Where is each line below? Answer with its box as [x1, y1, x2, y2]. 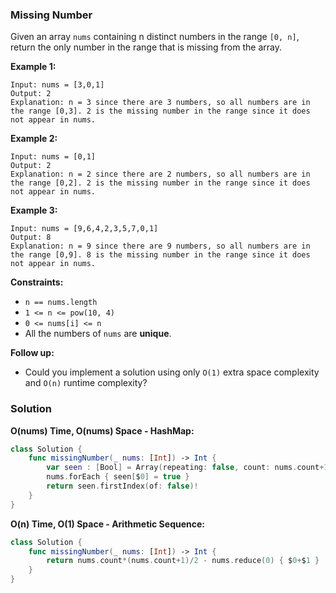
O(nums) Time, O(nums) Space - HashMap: [10, 424, 195, 437]
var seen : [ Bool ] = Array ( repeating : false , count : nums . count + [46, 463, 325, 473]
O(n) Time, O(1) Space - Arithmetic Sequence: [10, 518, 205, 530]
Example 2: [10, 133, 58, 145]
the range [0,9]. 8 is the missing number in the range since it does [10, 250, 311, 260]
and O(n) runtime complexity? [24, 377, 148, 389]
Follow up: [10, 347, 55, 359]
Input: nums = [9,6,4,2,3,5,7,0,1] [10, 224, 159, 234]
